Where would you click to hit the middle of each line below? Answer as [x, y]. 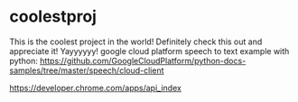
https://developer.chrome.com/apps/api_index [96, 88]
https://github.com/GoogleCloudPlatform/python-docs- [143, 60]
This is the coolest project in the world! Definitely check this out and [136, 42]
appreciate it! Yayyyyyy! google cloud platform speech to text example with [149, 51]
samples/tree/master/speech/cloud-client [87, 70]
